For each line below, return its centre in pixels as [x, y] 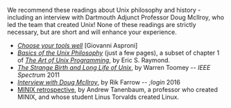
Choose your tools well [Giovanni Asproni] [77, 45]
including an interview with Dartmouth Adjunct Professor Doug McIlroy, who [115, 17]
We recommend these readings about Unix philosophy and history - [104, 10]
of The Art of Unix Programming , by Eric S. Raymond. [94, 60]
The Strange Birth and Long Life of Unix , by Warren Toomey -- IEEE [114, 67]
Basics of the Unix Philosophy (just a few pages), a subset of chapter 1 [118, 53]
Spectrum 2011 [38, 75]
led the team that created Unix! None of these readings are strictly [102, 25]
